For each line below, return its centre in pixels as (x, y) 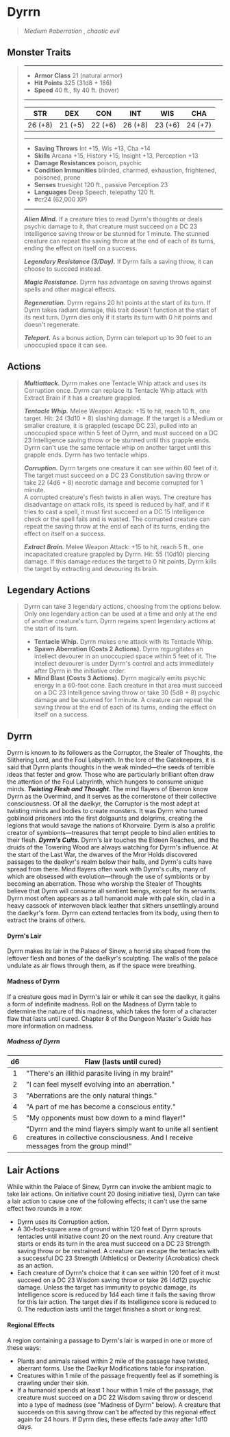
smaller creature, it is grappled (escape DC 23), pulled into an (111, 425)
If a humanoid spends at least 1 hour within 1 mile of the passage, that (115, 1390)
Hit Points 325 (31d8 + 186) (73, 82)
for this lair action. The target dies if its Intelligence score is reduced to (117, 1302)
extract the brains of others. (47, 920)
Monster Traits (39, 52)
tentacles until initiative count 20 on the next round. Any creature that (115, 1236)
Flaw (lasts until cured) (123, 1061)
